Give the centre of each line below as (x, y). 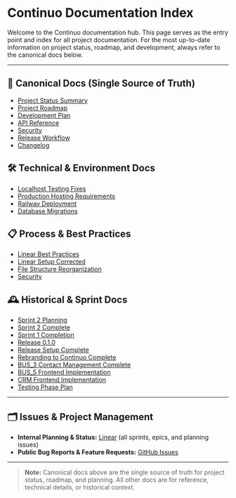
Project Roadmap (42, 107)
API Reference (38, 123)
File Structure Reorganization (59, 269)
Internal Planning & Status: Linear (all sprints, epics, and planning (113, 437)
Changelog (33, 145)
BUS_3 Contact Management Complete (74, 365)
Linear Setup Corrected (51, 262)
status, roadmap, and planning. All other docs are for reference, (117, 480)
